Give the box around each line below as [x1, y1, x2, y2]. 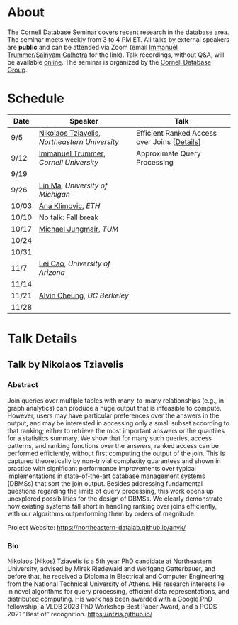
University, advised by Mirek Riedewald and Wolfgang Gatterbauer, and [7, 565, 216, 573]
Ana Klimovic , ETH [38, 200, 101, 210]
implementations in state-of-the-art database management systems [7, 472, 205, 480]
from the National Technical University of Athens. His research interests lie [7, 580, 225, 588]
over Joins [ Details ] [135, 136, 201, 146]
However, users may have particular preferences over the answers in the [7, 411, 220, 420]
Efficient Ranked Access [135, 128, 217, 138]
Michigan [38, 189, 71, 199]
